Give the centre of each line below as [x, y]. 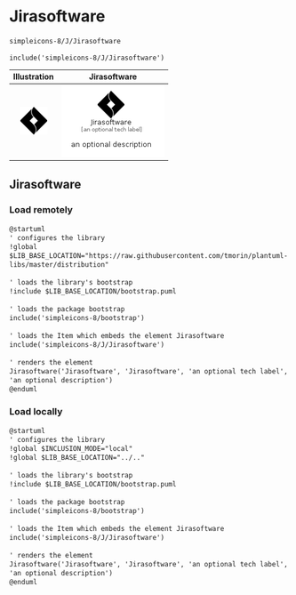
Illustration [34, 76]
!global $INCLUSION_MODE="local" [71, 449]
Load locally [36, 411]
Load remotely [41, 209]
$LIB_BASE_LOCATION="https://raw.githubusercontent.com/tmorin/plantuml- [149, 255]
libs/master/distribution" [59, 264]
